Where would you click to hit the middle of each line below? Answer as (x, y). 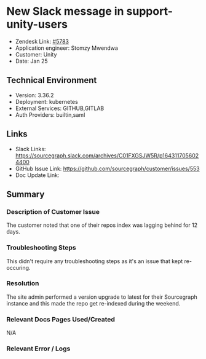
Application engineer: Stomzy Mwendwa (66, 48)
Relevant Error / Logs (38, 349)
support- (150, 11)
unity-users (37, 24)
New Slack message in (65, 11)
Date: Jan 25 (31, 61)
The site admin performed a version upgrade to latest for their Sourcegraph (102, 297)
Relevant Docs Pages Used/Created (61, 319)
